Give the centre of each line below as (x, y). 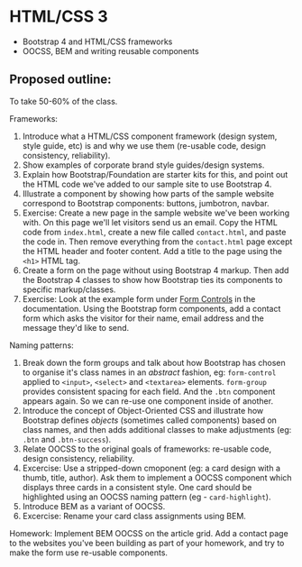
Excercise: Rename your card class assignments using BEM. (134, 516)
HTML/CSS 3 (59, 17)
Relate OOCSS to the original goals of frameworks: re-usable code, (147, 449)
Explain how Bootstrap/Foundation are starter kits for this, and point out (155, 174)
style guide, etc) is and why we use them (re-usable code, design (144, 145)
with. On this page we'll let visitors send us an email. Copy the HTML (150, 222)
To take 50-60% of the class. (64, 101)
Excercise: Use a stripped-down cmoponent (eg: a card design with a (151, 468)
